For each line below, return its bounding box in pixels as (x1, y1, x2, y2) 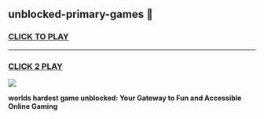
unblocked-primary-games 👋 (8, 8, 153, 21)
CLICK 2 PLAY (8, 60, 63, 71)
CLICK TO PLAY (8, 31, 69, 42)
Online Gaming (8, 101, 58, 110)
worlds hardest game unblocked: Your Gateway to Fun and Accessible (8, 93, 242, 103)
